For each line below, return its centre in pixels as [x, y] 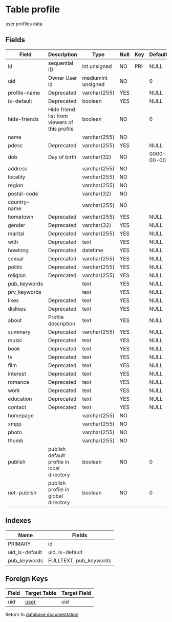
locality [17, 177]
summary [19, 332]
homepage [21, 415]
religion [17, 275]
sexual [16, 258]
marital [16, 234]
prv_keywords [25, 292]
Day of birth [62, 157]
